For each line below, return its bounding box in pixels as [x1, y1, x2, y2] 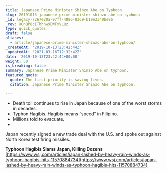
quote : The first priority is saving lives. [10, 77, 104, 82]
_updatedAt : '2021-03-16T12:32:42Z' [5, 49, 82, 54]
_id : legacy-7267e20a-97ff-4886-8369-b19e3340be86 [5, 17, 113, 22]
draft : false [5, 31, 33, 36]
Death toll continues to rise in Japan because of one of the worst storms [12, 100, 162, 106]
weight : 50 [5, 59, 28, 64]
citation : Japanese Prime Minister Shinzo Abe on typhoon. [10, 82, 136, 87]
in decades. [12, 105, 37, 111]
